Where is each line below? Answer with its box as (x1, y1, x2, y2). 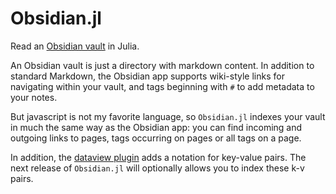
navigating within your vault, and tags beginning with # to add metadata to (10, 80, 315, 92)
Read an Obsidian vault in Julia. (10, 40, 140, 52)
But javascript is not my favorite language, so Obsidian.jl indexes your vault (10, 110, 326, 122)
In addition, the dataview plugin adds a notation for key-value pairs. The (10, 151, 307, 163)
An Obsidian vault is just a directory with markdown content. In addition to (10, 59, 315, 71)
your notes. (10, 91, 58, 103)
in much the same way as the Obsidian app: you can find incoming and (10, 121, 303, 133)
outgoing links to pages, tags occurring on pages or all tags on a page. (10, 132, 302, 144)
